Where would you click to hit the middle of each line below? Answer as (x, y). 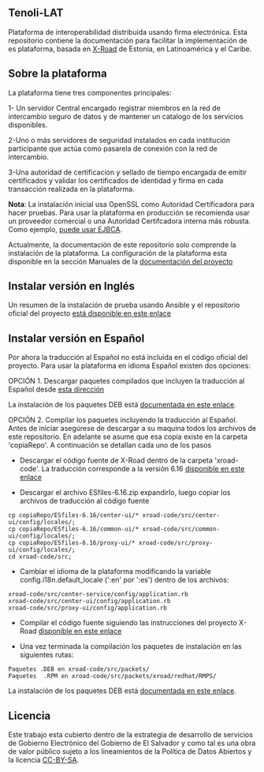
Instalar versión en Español (76, 338)
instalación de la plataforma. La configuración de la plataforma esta (117, 253)
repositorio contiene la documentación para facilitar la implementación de (128, 40)
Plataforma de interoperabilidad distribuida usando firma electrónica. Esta (128, 32)
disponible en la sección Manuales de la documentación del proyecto (121, 261)
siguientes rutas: (46, 655)
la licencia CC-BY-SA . (44, 760)
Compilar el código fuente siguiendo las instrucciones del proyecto (128, 623)
